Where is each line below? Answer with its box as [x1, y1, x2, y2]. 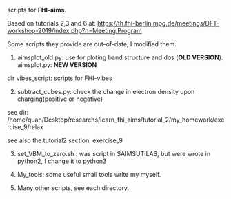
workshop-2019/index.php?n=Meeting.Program [7, 27, 143, 35]
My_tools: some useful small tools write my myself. [17, 171, 161, 178]
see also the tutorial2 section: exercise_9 [7, 136, 123, 144]
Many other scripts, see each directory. [17, 184, 130, 192]
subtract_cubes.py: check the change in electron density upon [17, 88, 195, 95]
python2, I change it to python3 [17, 157, 107, 165]
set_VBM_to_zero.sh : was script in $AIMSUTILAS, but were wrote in [17, 150, 211, 158]
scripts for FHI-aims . [7, 6, 67, 14]
